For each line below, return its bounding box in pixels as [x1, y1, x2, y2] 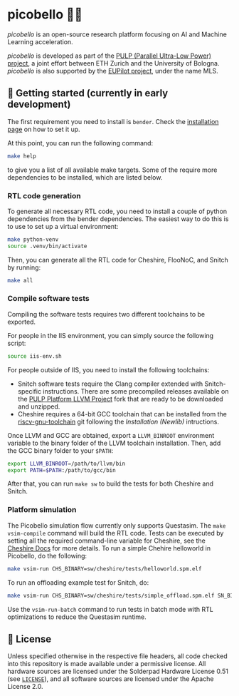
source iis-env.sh [7, 352, 62, 359]
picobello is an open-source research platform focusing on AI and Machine [7, 30, 228, 39]
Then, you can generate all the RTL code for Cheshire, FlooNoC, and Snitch [7, 255, 229, 264]
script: [7, 339, 26, 347]
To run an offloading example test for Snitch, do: [7, 578, 149, 587]
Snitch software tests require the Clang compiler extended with [17, 379, 203, 388]
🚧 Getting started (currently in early [7, 87, 169, 99]
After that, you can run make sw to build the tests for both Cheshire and [7, 479, 214, 488]
